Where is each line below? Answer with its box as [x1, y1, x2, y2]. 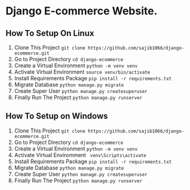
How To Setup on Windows [5, 111, 108, 121]
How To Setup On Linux [5, 28, 94, 38]
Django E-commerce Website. [5, 4, 158, 18]
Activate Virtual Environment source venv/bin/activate [14, 68, 151, 76]
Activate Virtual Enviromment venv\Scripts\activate [14, 151, 147, 158]
